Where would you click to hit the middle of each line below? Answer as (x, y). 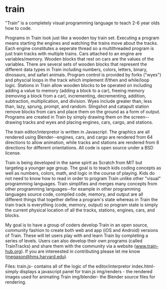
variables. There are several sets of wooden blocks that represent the (76, 64)
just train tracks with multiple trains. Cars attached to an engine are (74, 54)
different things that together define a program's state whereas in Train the (82, 199)
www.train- (147, 246)
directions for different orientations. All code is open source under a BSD (79, 147)
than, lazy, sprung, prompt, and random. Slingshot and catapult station (77, 106)
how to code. (19, 28)
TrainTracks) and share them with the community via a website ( (71, 246)
